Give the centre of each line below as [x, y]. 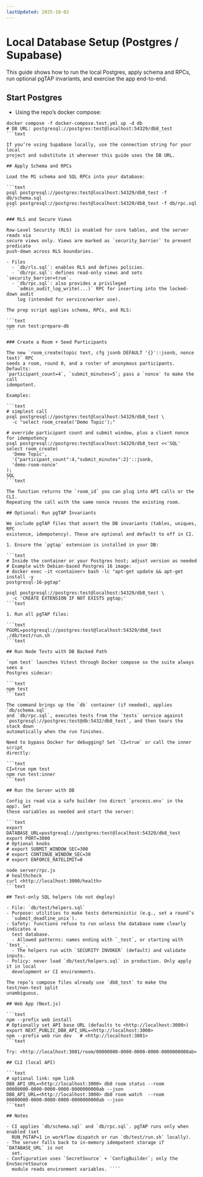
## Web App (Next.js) [34, 1004]
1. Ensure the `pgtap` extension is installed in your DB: [83, 545]
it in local [21, 967]
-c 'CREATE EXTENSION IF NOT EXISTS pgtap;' [69, 598]
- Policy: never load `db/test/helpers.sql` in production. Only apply [99, 961]
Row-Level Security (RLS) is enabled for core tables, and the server [98, 230]
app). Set [19, 807]
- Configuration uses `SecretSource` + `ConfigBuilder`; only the [92, 1159]
